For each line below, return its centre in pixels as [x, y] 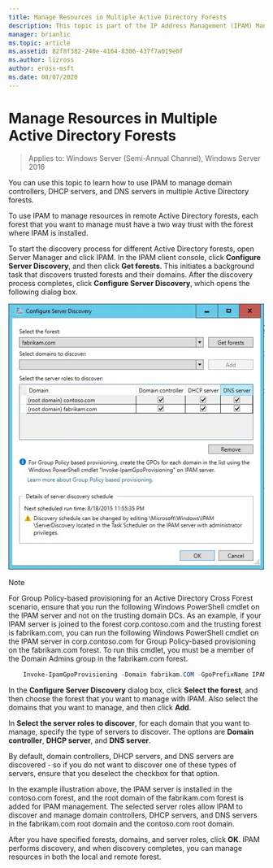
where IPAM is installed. [48, 232]
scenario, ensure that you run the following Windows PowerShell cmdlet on [134, 606]
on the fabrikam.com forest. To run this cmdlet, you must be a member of [131, 649]
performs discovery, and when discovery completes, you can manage [125, 848]
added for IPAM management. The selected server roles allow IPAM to [126, 806]
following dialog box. [43, 292]
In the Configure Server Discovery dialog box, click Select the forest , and [133, 690]
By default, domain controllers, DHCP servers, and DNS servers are [121, 756]
